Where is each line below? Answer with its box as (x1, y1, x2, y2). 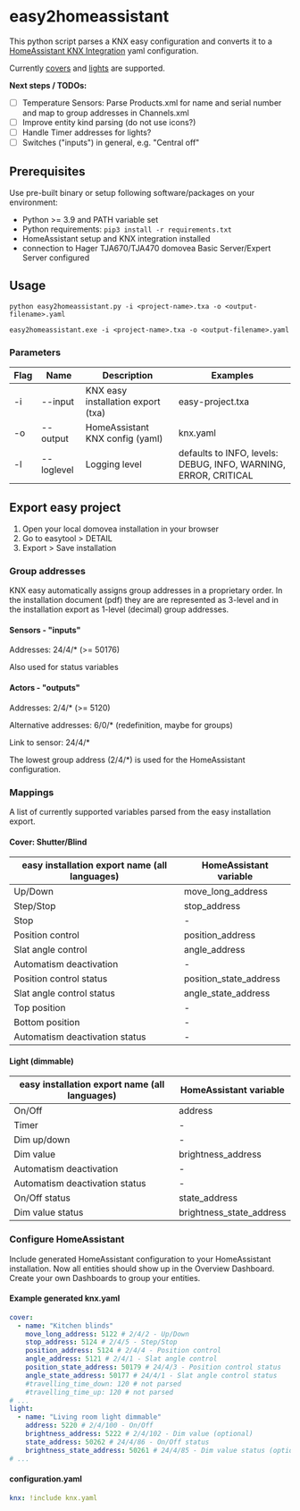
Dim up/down (13, 1133, 71, 1146)
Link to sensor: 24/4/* (9, 736, 91, 748)
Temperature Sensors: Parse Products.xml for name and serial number (21, 97, 282, 108)
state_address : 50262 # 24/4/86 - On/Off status (25, 1438, 210, 1447)
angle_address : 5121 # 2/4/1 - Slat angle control (25, 1354, 218, 1363)
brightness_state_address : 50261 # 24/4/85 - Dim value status (25, 1446, 266, 1455)
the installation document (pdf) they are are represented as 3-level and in (9, 595, 279, 606)
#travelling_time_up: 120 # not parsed (25, 1388, 174, 1396)
